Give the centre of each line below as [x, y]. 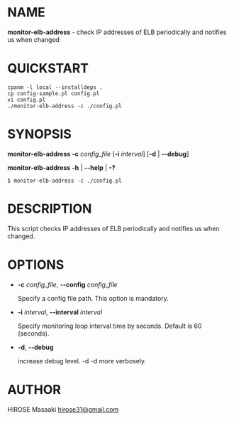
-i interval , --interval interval [60, 312]
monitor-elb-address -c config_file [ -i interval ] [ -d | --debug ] [98, 154]
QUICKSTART [48, 69]
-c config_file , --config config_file [68, 284]
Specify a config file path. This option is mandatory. [93, 298]
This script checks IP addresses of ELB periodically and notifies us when [113, 228]
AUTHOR [34, 389]
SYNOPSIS [40, 134]
